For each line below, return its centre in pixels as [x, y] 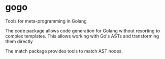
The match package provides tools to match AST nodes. [64, 51]
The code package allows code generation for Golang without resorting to [83, 30]
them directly [19, 41]
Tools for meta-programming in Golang [46, 21]
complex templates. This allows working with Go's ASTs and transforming [82, 36]
